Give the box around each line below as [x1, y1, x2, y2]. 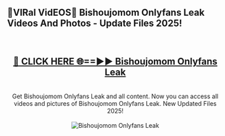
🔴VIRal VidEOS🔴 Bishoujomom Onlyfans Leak [7, 7, 205, 19]
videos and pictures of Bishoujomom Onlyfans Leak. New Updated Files [13, 99, 217, 107]
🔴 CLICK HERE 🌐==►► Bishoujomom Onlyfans [12, 56, 218, 67]
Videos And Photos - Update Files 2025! [7, 18, 182, 30]
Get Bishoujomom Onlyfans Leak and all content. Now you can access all [12, 92, 219, 100]
